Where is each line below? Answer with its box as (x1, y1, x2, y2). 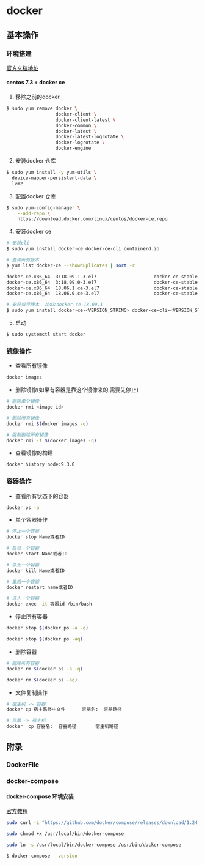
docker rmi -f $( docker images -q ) (6, 437, 97, 444)
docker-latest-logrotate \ (55, 134, 124, 140)
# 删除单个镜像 (6, 398, 40, 404)
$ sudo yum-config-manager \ (6, 204, 81, 211)
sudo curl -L (6, 820, 40, 826)
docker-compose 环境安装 (6, 793, 74, 800)
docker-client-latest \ (55, 117, 116, 123)
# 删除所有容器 (6, 660, 40, 666)
